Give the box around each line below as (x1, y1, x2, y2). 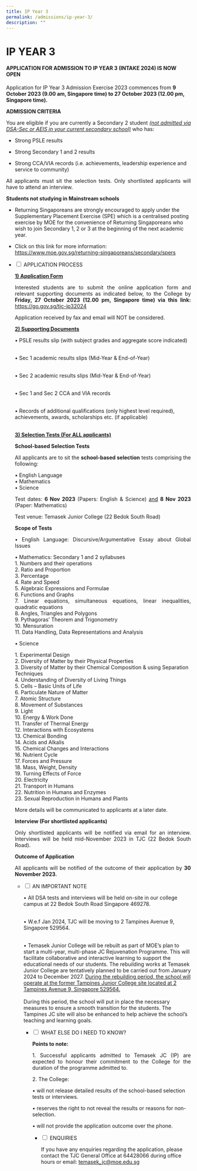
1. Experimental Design (14, 651, 70, 658)
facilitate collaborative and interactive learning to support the (23, 954, 171, 961)
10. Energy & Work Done (14, 714, 73, 721)
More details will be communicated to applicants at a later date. (14, 806, 168, 813)
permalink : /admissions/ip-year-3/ (6, 14, 93, 20)
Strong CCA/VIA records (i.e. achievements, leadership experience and (14, 159, 187, 166)
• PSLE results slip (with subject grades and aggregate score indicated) (14, 336, 188, 344)
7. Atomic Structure (14, 695, 61, 702)
